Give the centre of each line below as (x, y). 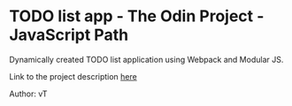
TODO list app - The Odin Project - (137, 16)
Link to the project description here (73, 76)
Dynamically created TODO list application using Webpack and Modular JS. (146, 59)
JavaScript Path (69, 35)
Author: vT (28, 94)
